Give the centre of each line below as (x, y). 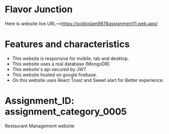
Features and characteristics (67, 44)
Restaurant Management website (40, 126)
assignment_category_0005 (66, 112)
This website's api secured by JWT (49, 69)
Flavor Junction (39, 9)
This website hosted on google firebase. (55, 75)
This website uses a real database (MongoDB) (61, 64)
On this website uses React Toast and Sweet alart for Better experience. (88, 80)
